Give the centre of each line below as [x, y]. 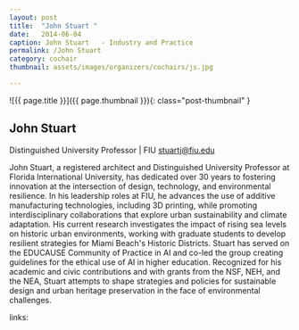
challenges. [30, 300]
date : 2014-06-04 [46, 34]
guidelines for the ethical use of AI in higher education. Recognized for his [145, 262]
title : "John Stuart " [54, 26]
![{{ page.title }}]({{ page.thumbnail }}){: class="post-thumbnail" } [130, 100]
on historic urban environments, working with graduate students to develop [148, 234]
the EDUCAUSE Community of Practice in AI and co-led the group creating [146, 252]
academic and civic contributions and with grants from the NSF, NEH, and [145, 271]
